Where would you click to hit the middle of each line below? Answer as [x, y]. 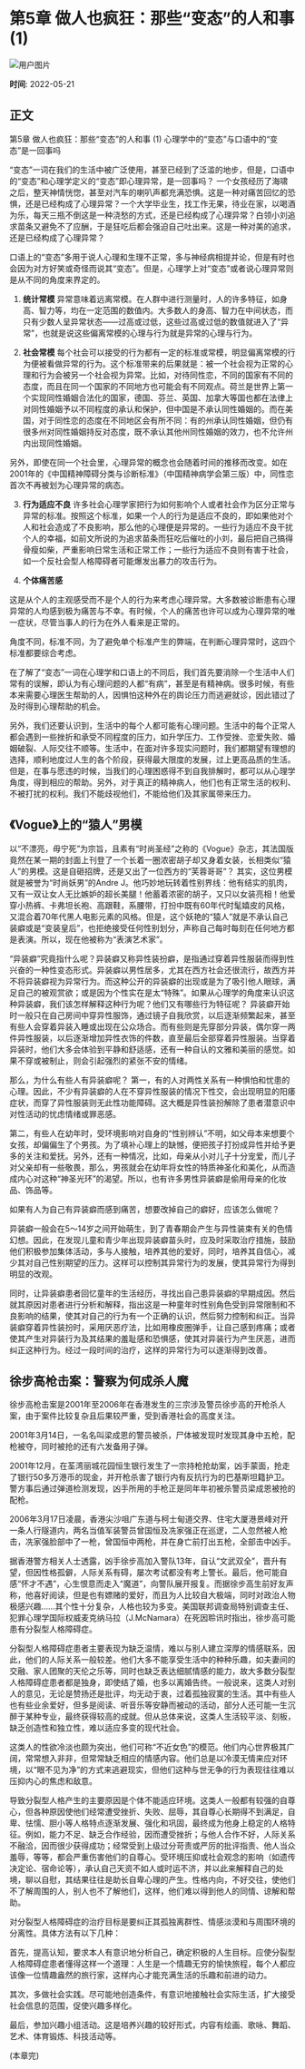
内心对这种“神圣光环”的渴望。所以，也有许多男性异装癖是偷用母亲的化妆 [152, 1178]
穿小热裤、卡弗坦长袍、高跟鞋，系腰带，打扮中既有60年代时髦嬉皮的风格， [150, 905]
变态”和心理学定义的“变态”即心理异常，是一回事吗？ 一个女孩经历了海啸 [155, 181]
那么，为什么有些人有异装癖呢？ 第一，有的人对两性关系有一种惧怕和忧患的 [150, 1080]
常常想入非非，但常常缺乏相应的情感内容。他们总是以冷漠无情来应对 [152, 1759]
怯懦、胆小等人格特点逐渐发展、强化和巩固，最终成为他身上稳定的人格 [156, 1823]
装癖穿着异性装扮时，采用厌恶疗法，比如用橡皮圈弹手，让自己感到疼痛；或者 [152, 1327]
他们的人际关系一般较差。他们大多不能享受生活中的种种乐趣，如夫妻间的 [160, 1660]
